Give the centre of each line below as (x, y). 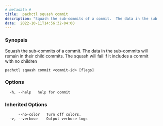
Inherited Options (26, 104)
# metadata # (18, 9)
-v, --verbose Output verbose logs (49, 119)
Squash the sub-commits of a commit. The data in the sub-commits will (76, 51)
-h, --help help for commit (40, 92)
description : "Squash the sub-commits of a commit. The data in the (77, 18)
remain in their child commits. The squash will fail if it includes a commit (77, 56)
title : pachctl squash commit (37, 14)
